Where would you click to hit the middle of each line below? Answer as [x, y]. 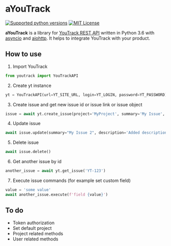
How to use [23, 54]
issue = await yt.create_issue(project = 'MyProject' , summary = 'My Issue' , [85, 114]
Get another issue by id [37, 162]
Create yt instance [32, 85]
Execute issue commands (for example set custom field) [72, 180]
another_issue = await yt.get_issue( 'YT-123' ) [55, 171]
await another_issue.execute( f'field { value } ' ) [57, 194]
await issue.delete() [28, 152]
